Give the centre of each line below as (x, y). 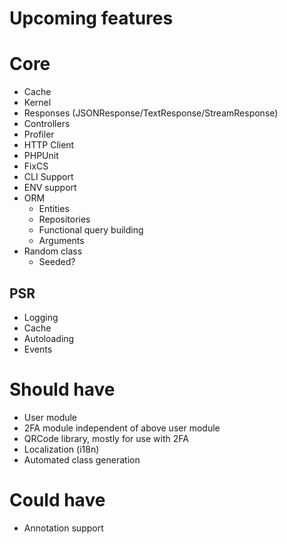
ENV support (50, 188)
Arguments (61, 241)
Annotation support (63, 528)
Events (38, 349)
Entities (54, 209)
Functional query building (91, 230)
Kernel (37, 103)
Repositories (64, 219)
